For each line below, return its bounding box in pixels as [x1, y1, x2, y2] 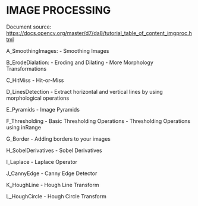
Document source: [6, 23, 52, 30]
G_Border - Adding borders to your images [6, 135, 111, 142]
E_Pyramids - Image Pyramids [6, 106, 80, 113]
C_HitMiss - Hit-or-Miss [6, 77, 64, 84]
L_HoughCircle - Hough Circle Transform [6, 192, 107, 199]
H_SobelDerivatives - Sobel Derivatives [6, 147, 102, 154]
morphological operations [6, 94, 70, 102]
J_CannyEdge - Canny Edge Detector [6, 170, 98, 177]
